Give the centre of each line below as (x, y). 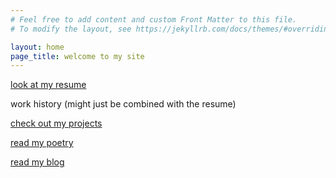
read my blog (37, 162)
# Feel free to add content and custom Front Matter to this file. (154, 19)
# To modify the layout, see (71, 29)
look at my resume (48, 85)
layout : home (37, 47)
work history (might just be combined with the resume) (123, 104)
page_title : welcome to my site (77, 56)
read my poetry (42, 143)
